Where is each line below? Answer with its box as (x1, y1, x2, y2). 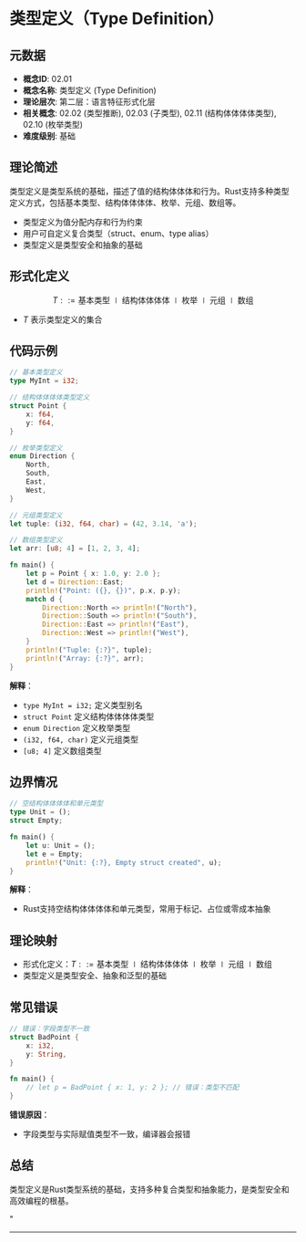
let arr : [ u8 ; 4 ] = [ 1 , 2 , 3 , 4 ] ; (9, 544, 141, 553)
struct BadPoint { (9, 1032, 79, 1041)
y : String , (25, 1049, 67, 1059)
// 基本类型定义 (9, 368, 63, 377)
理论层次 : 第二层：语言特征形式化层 (22, 97, 156, 107)
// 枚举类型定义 (9, 444, 63, 453)
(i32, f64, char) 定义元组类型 (22, 734, 139, 745)
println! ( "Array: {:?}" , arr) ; (25, 653, 145, 663)
